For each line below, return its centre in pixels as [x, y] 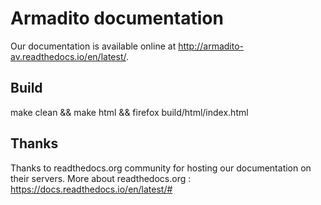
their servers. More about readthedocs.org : [101, 178]
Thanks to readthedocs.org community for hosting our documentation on [161, 168]
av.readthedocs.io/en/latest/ [68, 56]
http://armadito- [211, 46]
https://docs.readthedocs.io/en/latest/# [91, 189]
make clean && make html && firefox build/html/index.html [129, 112]
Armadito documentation [117, 18]
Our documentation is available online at [93, 46]
